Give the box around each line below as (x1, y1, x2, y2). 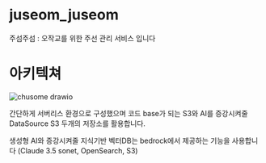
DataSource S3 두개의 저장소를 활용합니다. (9, 119, 146, 128)
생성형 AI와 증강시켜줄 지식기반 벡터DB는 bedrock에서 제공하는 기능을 (9, 136, 230, 145)
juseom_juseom (9, 6, 120, 24)
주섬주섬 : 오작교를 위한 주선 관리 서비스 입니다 (9, 33, 156, 43)
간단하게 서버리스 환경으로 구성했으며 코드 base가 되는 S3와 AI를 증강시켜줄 (9, 108, 249, 118)
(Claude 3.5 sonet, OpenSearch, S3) (17, 145, 138, 155)
